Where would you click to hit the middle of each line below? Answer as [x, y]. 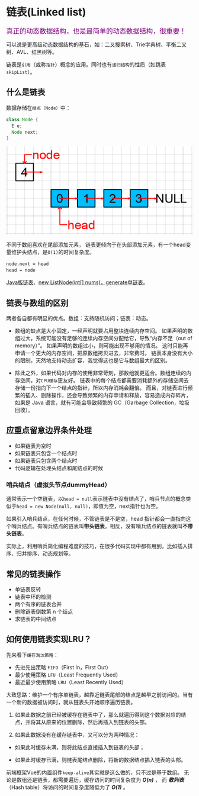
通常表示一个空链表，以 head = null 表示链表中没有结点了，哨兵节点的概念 [96, 499]
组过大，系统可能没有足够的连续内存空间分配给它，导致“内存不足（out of [103, 339]
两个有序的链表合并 [38, 604]
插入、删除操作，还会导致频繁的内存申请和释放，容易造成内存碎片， [108, 395]
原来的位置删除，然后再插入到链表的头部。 [98, 722]
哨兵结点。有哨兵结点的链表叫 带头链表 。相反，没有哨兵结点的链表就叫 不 [99, 526]
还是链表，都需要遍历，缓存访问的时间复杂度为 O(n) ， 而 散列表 [105, 779]
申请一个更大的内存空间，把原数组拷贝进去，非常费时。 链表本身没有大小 [104, 353]
